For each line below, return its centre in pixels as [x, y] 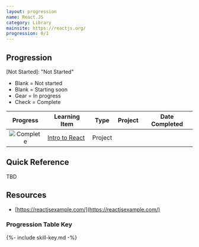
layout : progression [32, 12]
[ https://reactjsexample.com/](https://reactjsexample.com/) [87, 209]
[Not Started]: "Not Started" [40, 71]
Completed [167, 123]
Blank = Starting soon [41, 89]
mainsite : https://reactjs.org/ [46, 28]
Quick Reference [38, 162]
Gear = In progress [38, 96]
